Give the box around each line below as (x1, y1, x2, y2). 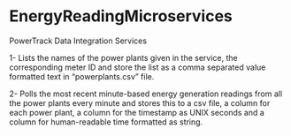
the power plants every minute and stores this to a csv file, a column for (9, 97, 271, 108)
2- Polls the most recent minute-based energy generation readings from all (9, 88, 283, 99)
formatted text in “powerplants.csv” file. (9, 71, 155, 81)
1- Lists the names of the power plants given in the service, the (9, 52, 238, 63)
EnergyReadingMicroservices (9, 6, 233, 26)
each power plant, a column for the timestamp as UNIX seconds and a (9, 107, 265, 117)
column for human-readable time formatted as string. (9, 117, 203, 127)
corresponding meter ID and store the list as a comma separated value (9, 62, 266, 72)
